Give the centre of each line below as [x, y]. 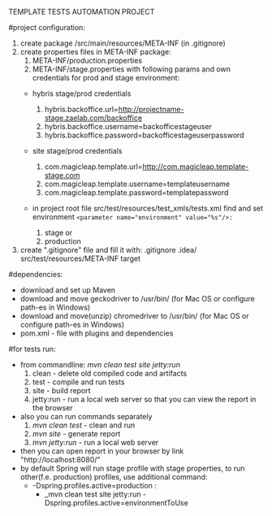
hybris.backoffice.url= [82, 109]
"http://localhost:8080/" [60, 460]
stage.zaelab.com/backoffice [93, 118]
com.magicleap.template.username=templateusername [137, 184]
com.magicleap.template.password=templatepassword [136, 193]
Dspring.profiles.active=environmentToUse [116, 503]
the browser [52, 408]
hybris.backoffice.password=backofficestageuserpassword [144, 135]
